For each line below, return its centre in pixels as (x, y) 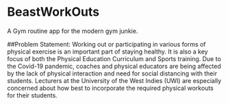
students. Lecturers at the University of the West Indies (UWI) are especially (114, 80)
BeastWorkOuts (53, 12)
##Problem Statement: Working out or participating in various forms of (107, 44)
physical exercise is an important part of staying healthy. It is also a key (107, 51)
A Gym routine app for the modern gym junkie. (73, 31)
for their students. (33, 95)
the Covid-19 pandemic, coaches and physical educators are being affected (114, 66)
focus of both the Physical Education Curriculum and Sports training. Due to (114, 58)
